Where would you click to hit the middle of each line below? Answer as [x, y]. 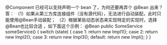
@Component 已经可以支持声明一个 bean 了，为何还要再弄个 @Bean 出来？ [84, 7]
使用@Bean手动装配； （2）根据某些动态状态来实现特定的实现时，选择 [83, 20]
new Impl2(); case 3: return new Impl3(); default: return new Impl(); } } [78, 37]
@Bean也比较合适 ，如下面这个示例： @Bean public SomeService [74, 26]
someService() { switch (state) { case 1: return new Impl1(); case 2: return [81, 32]
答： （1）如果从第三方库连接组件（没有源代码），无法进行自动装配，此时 [81, 13]
